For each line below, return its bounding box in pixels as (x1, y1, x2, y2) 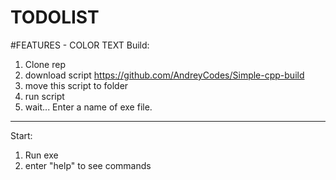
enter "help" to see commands (24, 159, 152, 171)
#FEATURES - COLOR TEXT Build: (10, 39, 150, 51)
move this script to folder (24, 79, 129, 91)
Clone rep (24, 58, 66, 70)
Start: (10, 129, 33, 141)
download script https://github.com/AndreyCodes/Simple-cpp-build (24, 69, 305, 81)
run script (24, 90, 65, 102)
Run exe (24, 149, 59, 161)
